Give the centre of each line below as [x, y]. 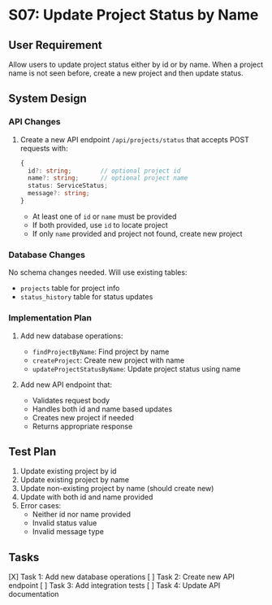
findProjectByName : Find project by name [101, 351]
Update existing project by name [75, 480]
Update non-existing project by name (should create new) [117, 489]
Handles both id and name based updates [102, 409]
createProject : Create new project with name [108, 360]
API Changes [35, 122]
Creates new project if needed [83, 417]
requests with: [44, 148]
